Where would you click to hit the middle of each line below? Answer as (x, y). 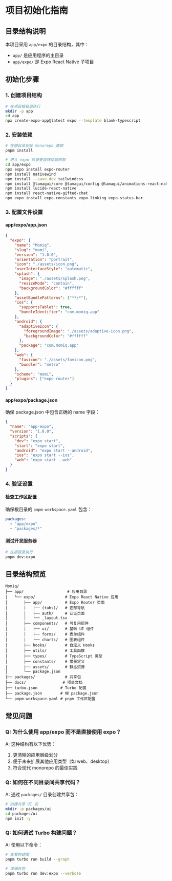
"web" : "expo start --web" (43, 460)
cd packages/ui (21, 814)
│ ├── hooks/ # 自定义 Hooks (50, 645)
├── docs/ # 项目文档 (44, 683)
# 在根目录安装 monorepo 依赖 (35, 146)
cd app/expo (18, 165)
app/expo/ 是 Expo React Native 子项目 (53, 62)
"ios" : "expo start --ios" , (44, 455)
